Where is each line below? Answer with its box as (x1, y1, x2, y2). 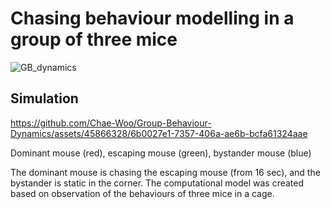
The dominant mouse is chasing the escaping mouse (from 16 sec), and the (10, 166, 321, 178)
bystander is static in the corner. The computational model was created (10, 177, 305, 189)
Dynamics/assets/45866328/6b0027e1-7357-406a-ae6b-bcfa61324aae (10, 127, 308, 139)
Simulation (10, 90, 79, 107)
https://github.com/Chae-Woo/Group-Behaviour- (10, 117, 212, 129)
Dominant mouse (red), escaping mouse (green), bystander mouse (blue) (10, 147, 312, 159)
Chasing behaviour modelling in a (10, 7, 295, 30)
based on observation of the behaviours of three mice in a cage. (10, 187, 275, 199)
